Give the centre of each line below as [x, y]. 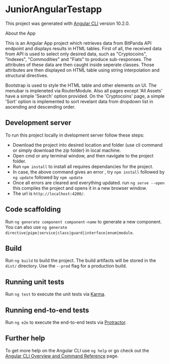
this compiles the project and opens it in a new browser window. [80, 188]
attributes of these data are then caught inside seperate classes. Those [80, 64]
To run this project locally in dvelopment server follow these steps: [75, 135]
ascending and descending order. [40, 107]
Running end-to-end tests [47, 310]
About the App [21, 33]
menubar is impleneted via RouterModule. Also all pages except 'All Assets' [84, 90]
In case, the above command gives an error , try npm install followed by [89, 172]
